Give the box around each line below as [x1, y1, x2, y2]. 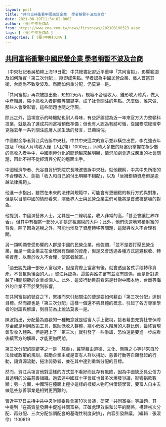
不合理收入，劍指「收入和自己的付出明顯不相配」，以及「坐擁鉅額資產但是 [5, 173, 155, 179]
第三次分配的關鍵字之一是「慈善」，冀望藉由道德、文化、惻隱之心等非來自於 [5, 346, 159, 352]
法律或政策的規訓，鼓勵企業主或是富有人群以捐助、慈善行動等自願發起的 [5, 352, 152, 358]
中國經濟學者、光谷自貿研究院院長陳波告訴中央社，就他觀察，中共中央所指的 [5, 167, 161, 173]
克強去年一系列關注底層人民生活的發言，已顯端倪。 [5, 127, 109, 133]
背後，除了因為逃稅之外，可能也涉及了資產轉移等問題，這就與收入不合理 [5, 225, 152, 231]
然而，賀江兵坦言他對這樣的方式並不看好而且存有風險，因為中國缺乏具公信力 [5, 368, 161, 374]
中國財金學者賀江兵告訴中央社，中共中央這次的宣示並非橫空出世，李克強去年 [5, 137, 161, 143]
